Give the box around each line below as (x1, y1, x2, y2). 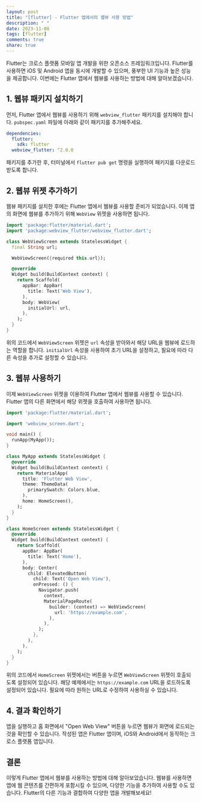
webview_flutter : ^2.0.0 (11, 147, 74, 153)
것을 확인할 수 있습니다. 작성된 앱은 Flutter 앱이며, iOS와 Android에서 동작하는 (6, 731, 189, 738)
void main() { (6, 431, 42, 437)
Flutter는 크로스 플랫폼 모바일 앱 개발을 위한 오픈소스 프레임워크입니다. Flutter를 (6, 59, 193, 67)
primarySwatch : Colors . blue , (28, 487, 101, 493)
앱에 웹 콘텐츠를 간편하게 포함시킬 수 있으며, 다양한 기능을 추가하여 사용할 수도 (6, 782, 189, 789)
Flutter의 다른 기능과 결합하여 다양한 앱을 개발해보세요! (23, 789, 152, 797)
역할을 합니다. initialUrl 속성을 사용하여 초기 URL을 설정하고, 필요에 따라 (12, 346, 187, 353)
